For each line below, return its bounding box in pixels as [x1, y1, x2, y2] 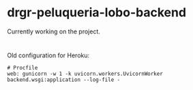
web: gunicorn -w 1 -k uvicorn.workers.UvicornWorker [7, 70, 164, 78]
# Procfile [7, 65, 38, 72]
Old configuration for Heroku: [7, 51, 90, 59]
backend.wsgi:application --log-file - [7, 76, 121, 83]
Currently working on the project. [7, 27, 100, 35]
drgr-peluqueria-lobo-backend [7, 5, 186, 20]
